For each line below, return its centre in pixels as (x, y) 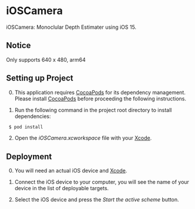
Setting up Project (40, 78)
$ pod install (26, 127)
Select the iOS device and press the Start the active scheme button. (97, 200)
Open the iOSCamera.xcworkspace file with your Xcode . (83, 138)
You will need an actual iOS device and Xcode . (71, 171)
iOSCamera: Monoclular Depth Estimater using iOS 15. (71, 27)
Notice (19, 45)
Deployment (29, 156)
